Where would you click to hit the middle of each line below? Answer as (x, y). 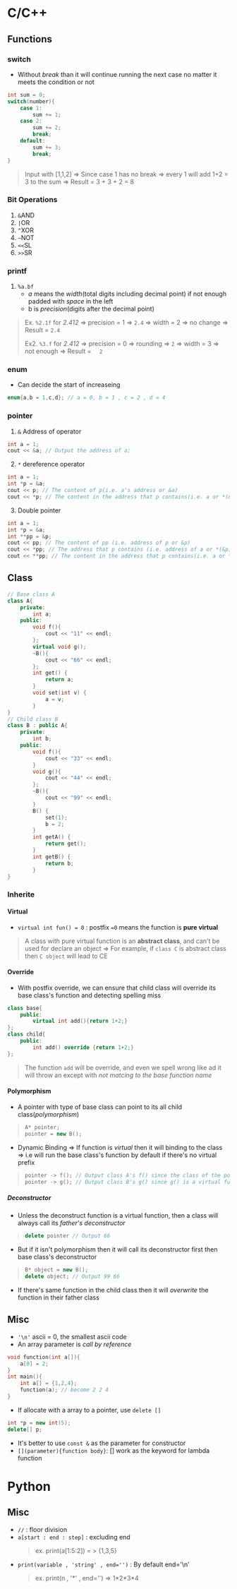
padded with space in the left (71, 301)
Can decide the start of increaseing (69, 385)
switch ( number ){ (31, 101)
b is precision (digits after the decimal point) (91, 309)
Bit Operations (32, 200)
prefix (26, 1162)
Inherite (21, 894)
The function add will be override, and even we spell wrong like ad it (123, 1067)
